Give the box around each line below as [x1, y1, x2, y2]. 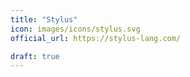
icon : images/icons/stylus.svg [10, 24, 141, 34]
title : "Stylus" [10, 14, 78, 25]
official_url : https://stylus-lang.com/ [10, 33, 182, 43]
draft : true [10, 51, 60, 61]
